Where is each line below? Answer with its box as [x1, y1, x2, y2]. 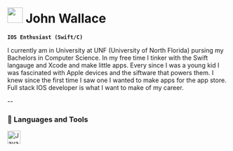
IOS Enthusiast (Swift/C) [7, 34, 83, 41]
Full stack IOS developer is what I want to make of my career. [7, 83, 184, 91]
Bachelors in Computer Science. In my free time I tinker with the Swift [7, 53, 208, 62]
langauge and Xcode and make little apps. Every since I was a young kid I [7, 60, 220, 70]
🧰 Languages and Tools [7, 114, 88, 124]
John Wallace [25, 11, 107, 27]
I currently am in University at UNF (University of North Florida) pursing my [7, 46, 224, 54]
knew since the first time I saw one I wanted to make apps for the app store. [7, 76, 227, 84]
